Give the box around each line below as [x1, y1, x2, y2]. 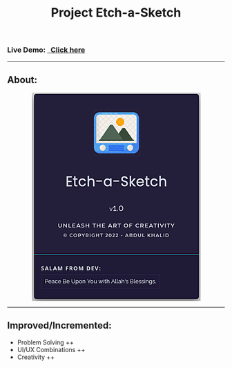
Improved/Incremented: [7, 320, 112, 331]
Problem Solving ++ [17, 338, 74, 347]
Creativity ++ [17, 353, 55, 361]
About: [7, 74, 38, 86]
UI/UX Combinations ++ [17, 345, 86, 353]
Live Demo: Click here [7, 45, 86, 55]
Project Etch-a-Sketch [50, 5, 182, 21]
